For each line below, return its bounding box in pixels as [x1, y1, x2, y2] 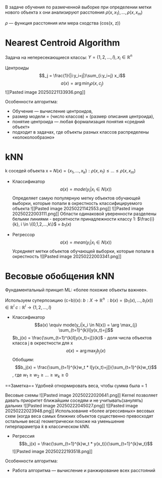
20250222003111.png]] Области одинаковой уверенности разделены [12, 211, 157, 217]
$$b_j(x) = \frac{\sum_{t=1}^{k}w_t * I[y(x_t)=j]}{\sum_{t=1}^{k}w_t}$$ [15, 364, 157, 370]
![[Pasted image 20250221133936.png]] [5, 89, 86, 95]
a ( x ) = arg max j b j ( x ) [66, 348, 106, 355]
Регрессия [12, 433, 35, 439]
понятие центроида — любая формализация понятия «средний [12, 118, 145, 124]
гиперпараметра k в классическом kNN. [5, 423, 91, 429]
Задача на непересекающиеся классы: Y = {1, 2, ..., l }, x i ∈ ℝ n [5, 54, 133, 61]
